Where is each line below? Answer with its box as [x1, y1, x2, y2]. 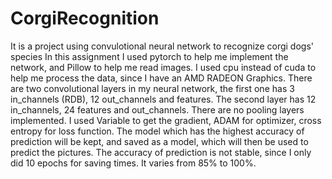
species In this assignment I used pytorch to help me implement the [10, 50, 289, 62]
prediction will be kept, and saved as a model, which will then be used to [10, 135, 309, 147]
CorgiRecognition [10, 7, 160, 30]
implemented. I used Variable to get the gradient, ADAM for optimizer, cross [10, 114, 322, 126]
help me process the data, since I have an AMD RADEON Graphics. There [10, 72, 313, 84]
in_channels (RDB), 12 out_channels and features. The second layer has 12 [10, 93, 317, 105]
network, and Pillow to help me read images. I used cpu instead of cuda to [10, 61, 317, 73]
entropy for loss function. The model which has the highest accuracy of [10, 125, 305, 137]
